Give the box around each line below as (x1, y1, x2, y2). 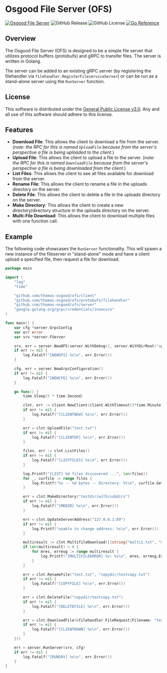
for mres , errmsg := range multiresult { (31, 549, 119, 554)
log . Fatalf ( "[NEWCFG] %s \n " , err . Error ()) (23, 376, 112, 381)
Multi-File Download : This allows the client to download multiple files (12, 213, 155, 219)
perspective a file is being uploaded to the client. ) (12, 149, 114, 155)
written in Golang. (5, 58, 42, 64)
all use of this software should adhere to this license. (5, 111, 113, 117)
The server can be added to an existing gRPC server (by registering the (5, 68, 152, 74)
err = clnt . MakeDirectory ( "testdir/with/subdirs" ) (23, 494, 130, 499)
